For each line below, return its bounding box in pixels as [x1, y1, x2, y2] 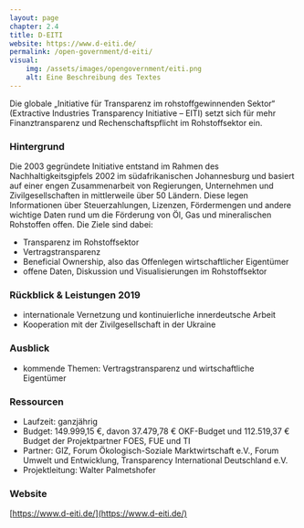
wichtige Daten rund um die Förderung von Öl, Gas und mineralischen [9, 209, 272, 220]
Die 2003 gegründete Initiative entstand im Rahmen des [9, 161, 219, 172]
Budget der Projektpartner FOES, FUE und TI [22, 435, 191, 446]
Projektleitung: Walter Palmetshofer [22, 464, 157, 475]
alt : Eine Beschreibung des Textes [26, 73, 162, 82]
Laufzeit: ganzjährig [22, 416, 99, 427]
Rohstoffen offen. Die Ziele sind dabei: [9, 219, 153, 230]
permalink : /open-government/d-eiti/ [9, 48, 153, 57]
